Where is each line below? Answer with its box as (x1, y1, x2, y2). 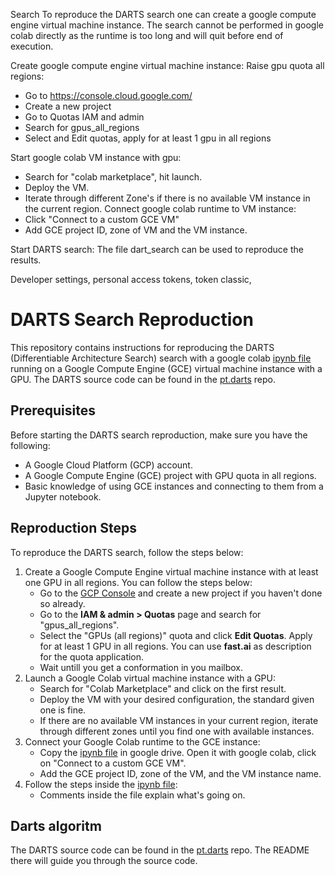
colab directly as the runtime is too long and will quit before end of (10, 30, 284, 41)
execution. (10, 40, 54, 52)
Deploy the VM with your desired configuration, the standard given (39, 693, 315, 705)
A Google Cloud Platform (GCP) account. (24, 459, 193, 471)
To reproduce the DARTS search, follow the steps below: (10, 546, 244, 558)
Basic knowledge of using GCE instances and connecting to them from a (24, 480, 324, 492)
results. (10, 254, 42, 266)
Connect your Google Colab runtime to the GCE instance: (24, 735, 261, 748)
